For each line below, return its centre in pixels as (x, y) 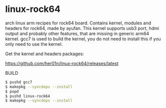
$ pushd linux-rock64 (28, 96)
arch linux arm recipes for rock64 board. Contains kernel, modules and (78, 23)
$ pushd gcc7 (19, 82)
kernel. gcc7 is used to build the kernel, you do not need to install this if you (83, 39)
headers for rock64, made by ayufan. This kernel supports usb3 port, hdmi (82, 28)
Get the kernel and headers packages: (44, 54)
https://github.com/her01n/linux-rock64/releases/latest (62, 63)
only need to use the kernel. (34, 44)
